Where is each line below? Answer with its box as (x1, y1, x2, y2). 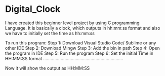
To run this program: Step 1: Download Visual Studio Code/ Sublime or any (5, 39, 157, 45)
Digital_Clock (5, 3, 61, 15)
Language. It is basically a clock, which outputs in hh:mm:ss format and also (5, 25, 161, 31)
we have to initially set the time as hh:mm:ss (5, 30, 95, 36)
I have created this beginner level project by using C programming (5, 20, 140, 26)
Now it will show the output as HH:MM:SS (5, 65, 90, 71)
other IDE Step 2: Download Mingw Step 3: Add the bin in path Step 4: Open (5, 45, 160, 51)
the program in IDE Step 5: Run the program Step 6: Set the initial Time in (5, 50, 154, 56)
